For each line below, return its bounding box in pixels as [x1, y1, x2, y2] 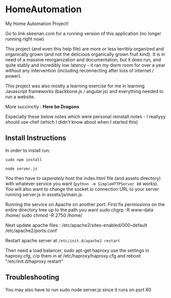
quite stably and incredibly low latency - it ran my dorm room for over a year [5, 62, 165, 68]
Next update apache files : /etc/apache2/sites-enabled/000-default [5, 222, 148, 228]
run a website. [5, 94, 35, 100]
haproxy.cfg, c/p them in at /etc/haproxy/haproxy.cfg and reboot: [5, 253, 142, 259]
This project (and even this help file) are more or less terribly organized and [5, 45, 164, 52]
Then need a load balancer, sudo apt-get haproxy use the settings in [5, 247, 150, 254]
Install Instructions [5, 134, 66, 143]
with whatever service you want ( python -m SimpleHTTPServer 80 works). [5, 180, 159, 187]
